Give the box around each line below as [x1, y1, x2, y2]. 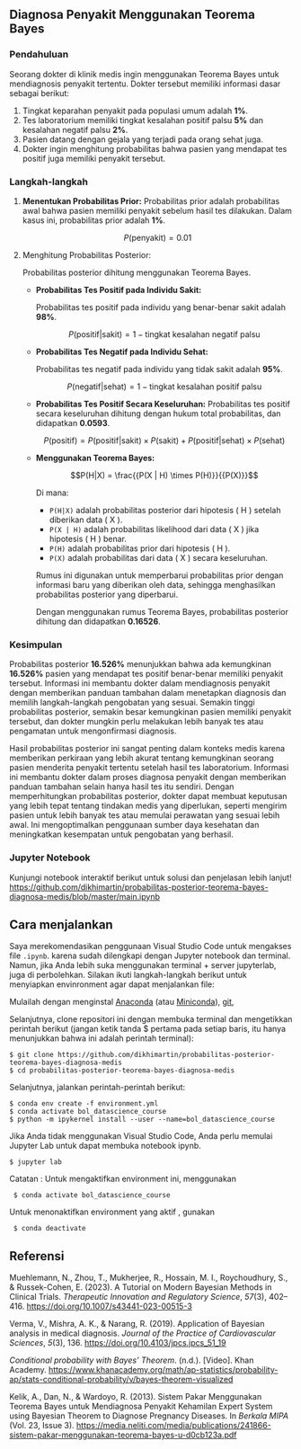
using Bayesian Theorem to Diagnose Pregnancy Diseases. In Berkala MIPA [9, 1410, 289, 1421]
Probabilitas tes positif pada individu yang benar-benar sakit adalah [35, 301, 286, 313]
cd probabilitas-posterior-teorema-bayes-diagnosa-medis [17, 1066, 235, 1075]
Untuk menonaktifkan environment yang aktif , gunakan [9, 1206, 216, 1217]
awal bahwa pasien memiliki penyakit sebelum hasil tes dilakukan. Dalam [22, 205, 292, 216]
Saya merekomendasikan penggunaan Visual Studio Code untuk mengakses [9, 941, 292, 952]
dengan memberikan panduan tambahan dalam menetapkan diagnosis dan [9, 688, 287, 698]
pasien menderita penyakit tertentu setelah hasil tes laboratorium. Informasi [9, 762, 289, 773]
